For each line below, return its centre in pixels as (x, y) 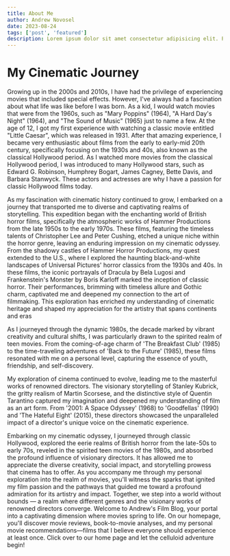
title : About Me (30, 13)
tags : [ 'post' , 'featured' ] (47, 33)
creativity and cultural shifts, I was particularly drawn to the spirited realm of (115, 337)
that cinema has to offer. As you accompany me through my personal (104, 472)
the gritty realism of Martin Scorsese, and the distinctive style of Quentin (110, 394)
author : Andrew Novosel (41, 20)
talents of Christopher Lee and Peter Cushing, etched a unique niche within (113, 236)
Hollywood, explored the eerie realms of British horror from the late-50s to (112, 443)
